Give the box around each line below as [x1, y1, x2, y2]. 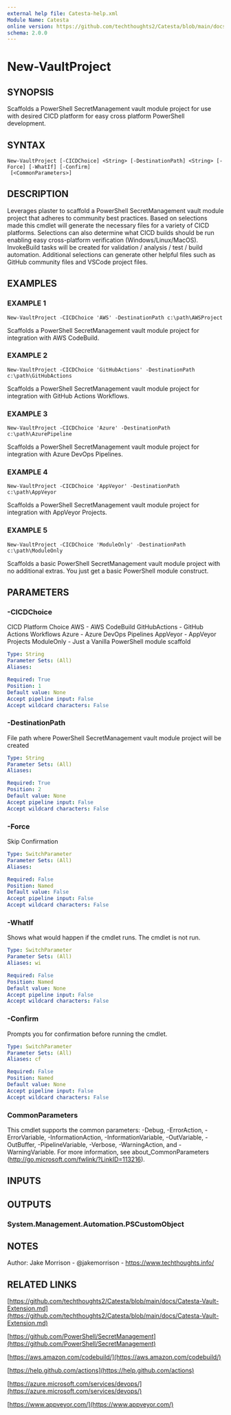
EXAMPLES [7, 278, 57, 289]
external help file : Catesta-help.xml [7, 10, 118, 17]
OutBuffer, [7, 1140, 36, 1148]
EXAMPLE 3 [7, 409, 48, 418]
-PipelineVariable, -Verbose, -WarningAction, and [37, 1140, 177, 1148]
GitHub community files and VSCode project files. [7, 258, 148, 266]
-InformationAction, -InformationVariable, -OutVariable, [47, 1133, 204, 1141]
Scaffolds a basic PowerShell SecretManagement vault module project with [7, 559, 221, 567]
